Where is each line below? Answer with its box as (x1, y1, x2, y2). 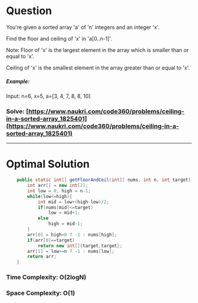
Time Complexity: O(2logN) (6, 273, 87, 281)
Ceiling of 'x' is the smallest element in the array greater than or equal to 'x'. (6, 64, 190, 71)
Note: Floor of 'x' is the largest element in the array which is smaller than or (6, 46, 189, 54)
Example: (6, 78, 30, 85)
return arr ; (27, 253, 57, 260)
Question (6, 4, 52, 18)
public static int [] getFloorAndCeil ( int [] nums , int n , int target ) (16, 177, 192, 183)
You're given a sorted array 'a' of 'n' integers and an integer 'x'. (6, 24, 160, 31)
